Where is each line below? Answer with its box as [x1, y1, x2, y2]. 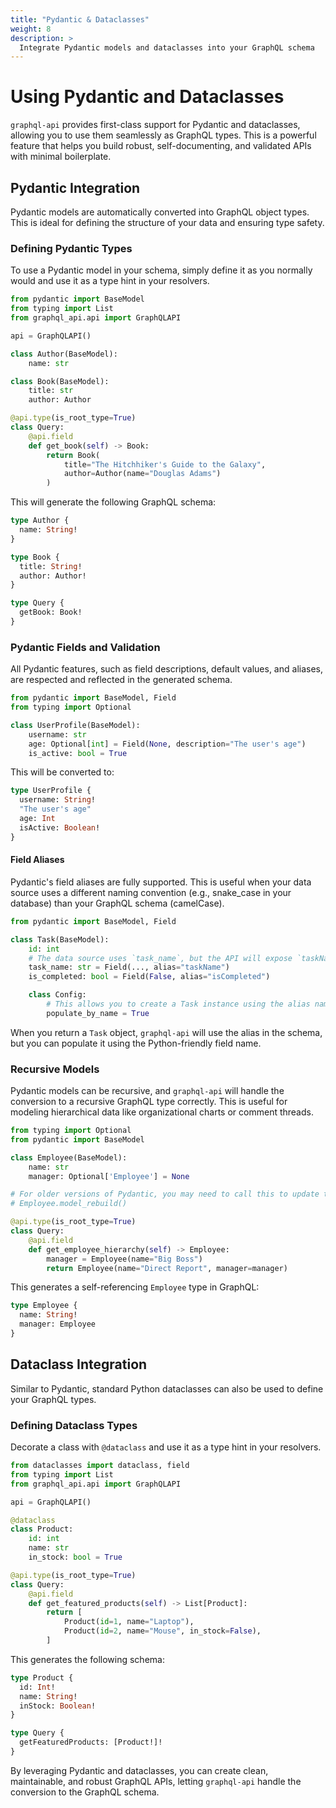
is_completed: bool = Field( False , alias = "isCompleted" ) [28, 972, 271, 982]
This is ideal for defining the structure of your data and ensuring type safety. [10, 217, 325, 228]
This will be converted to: [10, 766, 115, 778]
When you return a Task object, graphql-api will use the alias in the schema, [10, 1026, 323, 1038]
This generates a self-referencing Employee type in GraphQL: [10, 1281, 260, 1293]
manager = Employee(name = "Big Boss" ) [46, 1254, 203, 1264]
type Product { [10, 1672, 74, 1683]
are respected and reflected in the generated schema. [10, 674, 233, 686]
